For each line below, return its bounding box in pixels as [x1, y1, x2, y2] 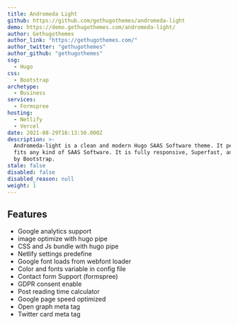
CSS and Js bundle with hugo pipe [17, 242, 119, 250]
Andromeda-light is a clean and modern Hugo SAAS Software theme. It [13, 143, 223, 150]
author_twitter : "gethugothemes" [7, 43, 106, 50]
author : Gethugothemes [7, 30, 74, 38]
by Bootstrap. [13, 155, 55, 163]
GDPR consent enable [17, 280, 82, 288]
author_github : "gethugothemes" [7, 50, 103, 57]
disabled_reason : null [7, 175, 74, 182]
